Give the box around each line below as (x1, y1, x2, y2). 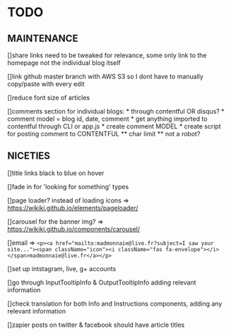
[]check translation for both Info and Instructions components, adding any (7, 299, 223, 308)
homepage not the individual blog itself (7, 59, 122, 67)
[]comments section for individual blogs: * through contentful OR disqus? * (7, 107, 225, 115)
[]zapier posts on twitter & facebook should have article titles (7, 320, 185, 329)
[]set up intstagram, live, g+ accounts (7, 264, 117, 272)
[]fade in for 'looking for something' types (7, 182, 129, 191)
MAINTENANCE (7, 32, 78, 44)
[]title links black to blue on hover (7, 169, 105, 177)
